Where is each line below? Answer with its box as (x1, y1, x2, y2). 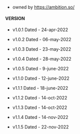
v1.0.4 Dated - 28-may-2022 (12, 56, 71, 62)
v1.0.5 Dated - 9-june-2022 (12, 65, 69, 71)
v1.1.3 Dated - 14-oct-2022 (12, 104, 67, 110)
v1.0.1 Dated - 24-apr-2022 (12, 27, 68, 33)
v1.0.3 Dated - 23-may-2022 (12, 46, 71, 52)
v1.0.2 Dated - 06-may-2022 (12, 36, 71, 42)
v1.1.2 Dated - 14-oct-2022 (12, 94, 67, 100)
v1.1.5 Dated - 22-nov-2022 (12, 123, 69, 130)
